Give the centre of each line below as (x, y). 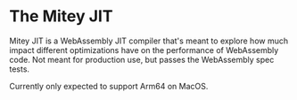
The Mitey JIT (61, 16)
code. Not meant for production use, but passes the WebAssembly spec (142, 59)
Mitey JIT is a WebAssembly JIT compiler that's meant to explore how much (149, 41)
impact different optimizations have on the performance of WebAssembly (144, 50)
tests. (19, 69)
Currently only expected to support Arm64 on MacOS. (109, 86)
